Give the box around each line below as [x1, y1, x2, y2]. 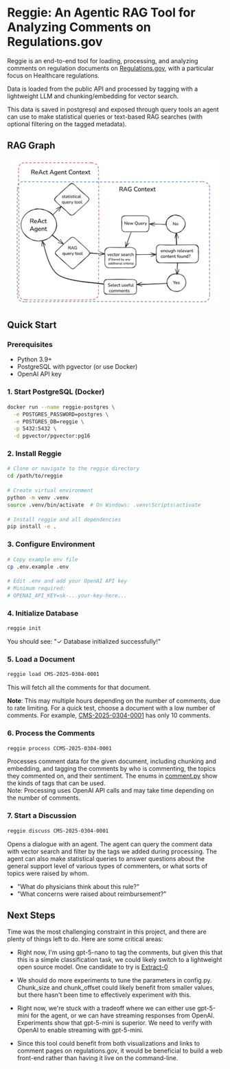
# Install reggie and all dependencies [7, 516, 122, 523]
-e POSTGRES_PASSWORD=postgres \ [13, 411, 109, 418]
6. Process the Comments [7, 728, 95, 738]
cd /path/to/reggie [7, 473, 63, 480]
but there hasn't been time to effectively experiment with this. [16, 991, 192, 999]
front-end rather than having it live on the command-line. [16, 1054, 179, 1062]
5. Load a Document [7, 654, 76, 664]
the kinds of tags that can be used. [7, 779, 106, 787]
